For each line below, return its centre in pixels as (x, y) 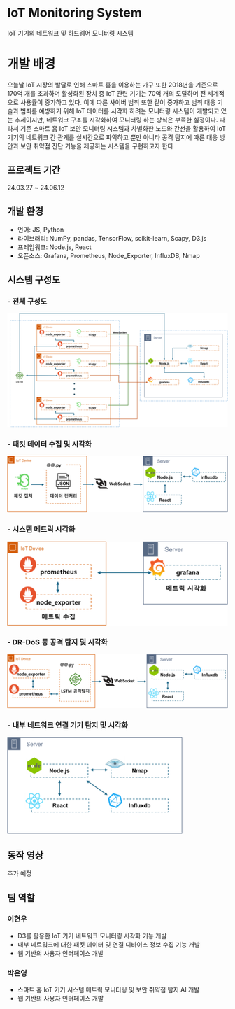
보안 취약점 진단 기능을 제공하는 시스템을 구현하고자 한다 (97, 146)
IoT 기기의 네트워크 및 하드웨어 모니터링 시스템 (71, 33)
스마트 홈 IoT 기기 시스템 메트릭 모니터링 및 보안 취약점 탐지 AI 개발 (108, 990)
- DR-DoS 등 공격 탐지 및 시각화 (58, 642)
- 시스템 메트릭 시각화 (41, 530)
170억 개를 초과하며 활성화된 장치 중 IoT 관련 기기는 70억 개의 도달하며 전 (107, 93)
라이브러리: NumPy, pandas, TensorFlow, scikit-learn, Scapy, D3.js (112, 238)
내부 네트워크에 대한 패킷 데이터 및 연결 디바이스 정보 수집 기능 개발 (109, 944)
